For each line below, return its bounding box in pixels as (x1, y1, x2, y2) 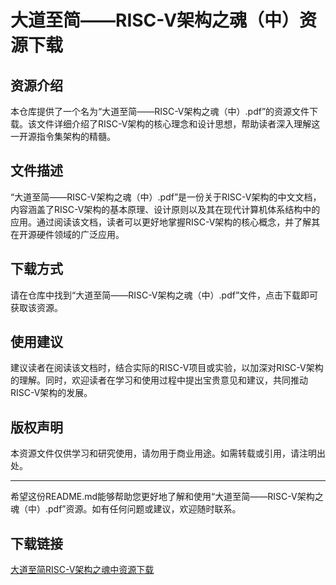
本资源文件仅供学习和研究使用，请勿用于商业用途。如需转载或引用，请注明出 (10, 447, 326, 460)
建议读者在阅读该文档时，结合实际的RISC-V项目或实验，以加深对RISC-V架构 (10, 362, 324, 374)
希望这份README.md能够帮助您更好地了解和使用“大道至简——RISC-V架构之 (10, 491, 324, 503)
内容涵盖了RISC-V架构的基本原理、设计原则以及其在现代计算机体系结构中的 (10, 203, 321, 215)
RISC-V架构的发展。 (10, 387, 93, 399)
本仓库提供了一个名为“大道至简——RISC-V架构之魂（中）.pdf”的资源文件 (10, 106, 310, 117)
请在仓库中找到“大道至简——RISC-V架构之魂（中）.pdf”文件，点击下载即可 (10, 289, 319, 301)
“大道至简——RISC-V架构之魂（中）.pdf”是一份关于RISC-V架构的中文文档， (10, 191, 322, 203)
